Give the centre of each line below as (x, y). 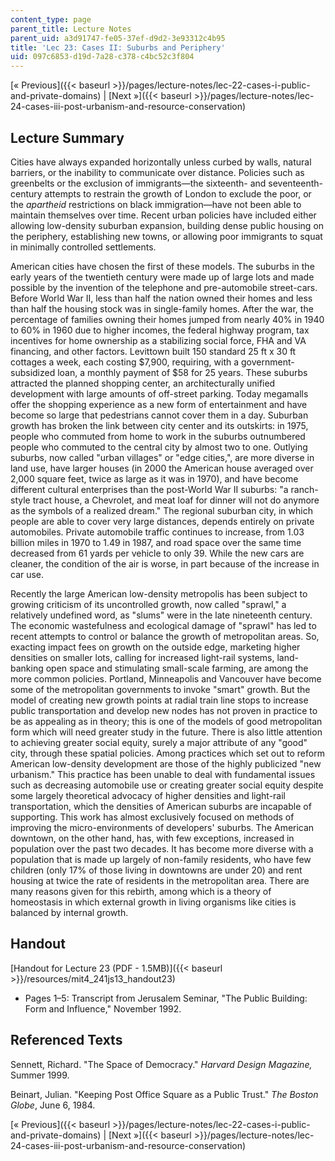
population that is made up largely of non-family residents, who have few (161, 859)
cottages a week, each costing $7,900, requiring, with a (125, 362)
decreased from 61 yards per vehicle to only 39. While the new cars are (157, 553)
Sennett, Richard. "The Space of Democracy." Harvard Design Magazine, (161, 1064)
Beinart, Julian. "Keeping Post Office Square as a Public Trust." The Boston (164, 1094)
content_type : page (51, 19)
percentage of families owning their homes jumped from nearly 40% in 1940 (167, 319)
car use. (27, 574)
